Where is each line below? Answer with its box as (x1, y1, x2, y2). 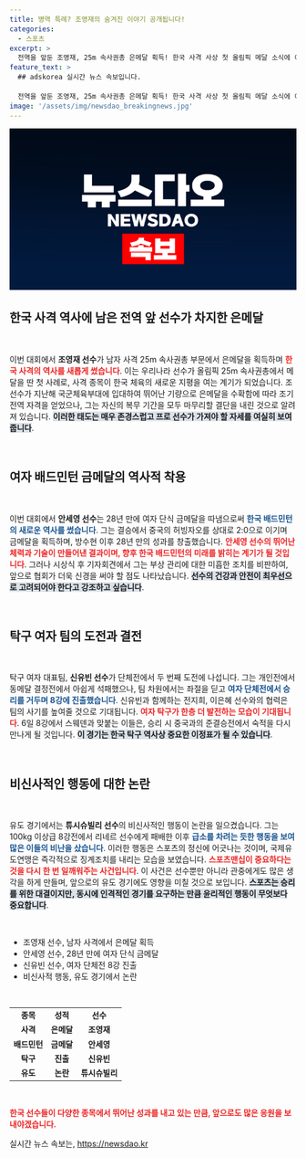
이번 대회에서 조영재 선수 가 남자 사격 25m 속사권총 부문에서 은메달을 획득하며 (9, 353, 284, 364)
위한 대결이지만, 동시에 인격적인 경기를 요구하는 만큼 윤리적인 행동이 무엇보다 (18, 889, 289, 900)
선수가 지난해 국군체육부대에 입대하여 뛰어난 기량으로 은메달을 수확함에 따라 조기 (9, 388, 294, 399)
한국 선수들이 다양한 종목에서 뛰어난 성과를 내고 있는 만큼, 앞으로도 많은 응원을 (9, 1107, 282, 1118)
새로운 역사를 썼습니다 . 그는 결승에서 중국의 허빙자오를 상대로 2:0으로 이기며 (18, 524, 288, 535)
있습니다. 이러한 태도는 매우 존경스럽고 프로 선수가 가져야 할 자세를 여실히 (18, 411, 276, 422)
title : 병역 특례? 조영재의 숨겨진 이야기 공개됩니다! (9, 15, 186, 24)
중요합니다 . (9, 900, 49, 911)
